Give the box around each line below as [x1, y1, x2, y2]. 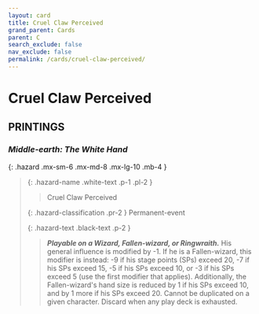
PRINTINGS [8, 120, 65, 134]
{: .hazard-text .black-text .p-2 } [27, 223, 131, 232]
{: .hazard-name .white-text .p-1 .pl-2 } [27, 177, 153, 187]
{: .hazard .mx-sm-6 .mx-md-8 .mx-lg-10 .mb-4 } [8, 162, 167, 172]
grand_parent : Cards [8, 26, 76, 34]
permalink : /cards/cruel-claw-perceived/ [8, 56, 146, 64]
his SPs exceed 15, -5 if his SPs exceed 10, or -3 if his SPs [46, 263, 235, 272]
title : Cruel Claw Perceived [8, 19, 104, 27]
